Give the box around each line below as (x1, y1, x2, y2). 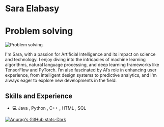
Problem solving (5, 26, 73, 37)
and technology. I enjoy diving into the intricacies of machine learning (5, 57, 146, 63)
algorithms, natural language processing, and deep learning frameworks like (5, 62, 160, 68)
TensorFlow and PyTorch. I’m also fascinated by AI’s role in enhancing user (5, 67, 157, 73)
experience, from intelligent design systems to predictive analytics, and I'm (5, 72, 157, 78)
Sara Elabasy (5, 3, 60, 14)
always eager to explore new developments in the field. (5, 77, 117, 84)
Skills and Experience (5, 92, 73, 100)
